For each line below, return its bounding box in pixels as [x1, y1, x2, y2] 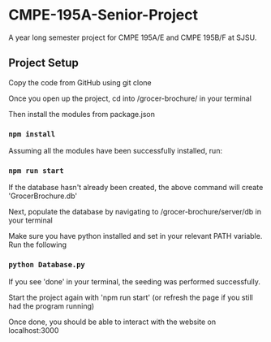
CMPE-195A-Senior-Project [8, 6, 199, 24]
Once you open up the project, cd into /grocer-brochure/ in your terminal [8, 93, 252, 103]
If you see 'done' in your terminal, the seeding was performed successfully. [8, 276, 261, 286]
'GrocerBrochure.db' [8, 191, 78, 201]
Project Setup [8, 56, 80, 70]
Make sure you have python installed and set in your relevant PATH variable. [8, 232, 263, 241]
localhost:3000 [8, 325, 59, 335]
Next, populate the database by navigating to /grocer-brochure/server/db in [8, 207, 262, 217]
